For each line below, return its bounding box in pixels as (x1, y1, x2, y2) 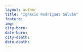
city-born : (5, 26, 28, 31)
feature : (5, 16, 23, 21)
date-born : (5, 30, 28, 35)
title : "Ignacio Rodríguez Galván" (5, 12, 79, 17)
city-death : (5, 35, 30, 40)
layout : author (5, 7, 37, 12)
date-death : (5, 40, 30, 45)
